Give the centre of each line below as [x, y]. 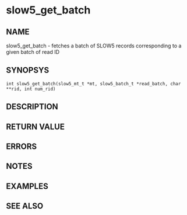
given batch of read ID [33, 52]
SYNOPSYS [28, 70]
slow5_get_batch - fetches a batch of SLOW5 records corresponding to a [94, 46]
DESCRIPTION [32, 107]
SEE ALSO [25, 206]
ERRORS [22, 146]
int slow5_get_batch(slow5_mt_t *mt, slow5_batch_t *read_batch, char [93, 84]
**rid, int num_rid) [31, 89]
